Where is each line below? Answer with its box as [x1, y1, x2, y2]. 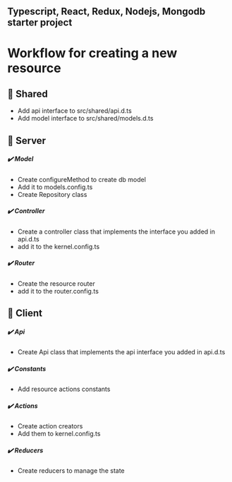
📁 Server [7, 134, 47, 147]
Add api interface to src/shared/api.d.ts [17, 107, 132, 115]
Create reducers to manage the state [17, 466, 125, 475]
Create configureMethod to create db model [17, 175, 147, 183]
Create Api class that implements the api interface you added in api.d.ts [17, 348, 226, 356]
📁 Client [7, 307, 42, 320]
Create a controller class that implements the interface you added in [17, 227, 216, 236]
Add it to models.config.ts [17, 183, 93, 191]
